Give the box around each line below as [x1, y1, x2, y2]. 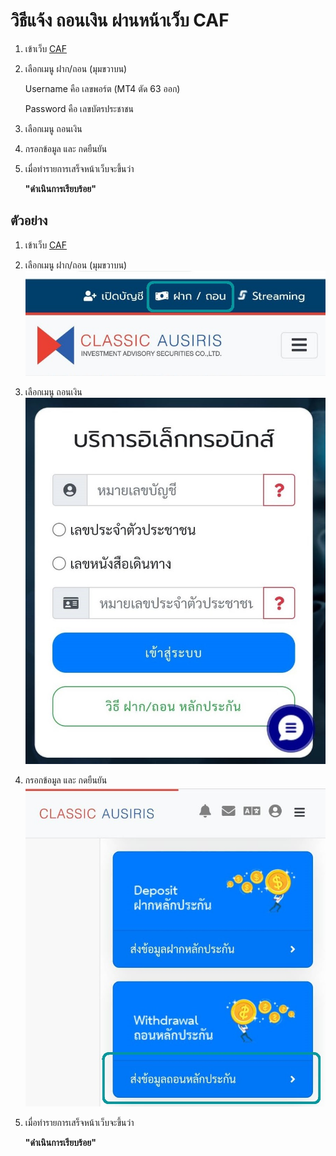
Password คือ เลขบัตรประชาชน [24, 102, 134, 114]
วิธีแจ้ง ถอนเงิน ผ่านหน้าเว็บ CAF [10, 9, 230, 32]
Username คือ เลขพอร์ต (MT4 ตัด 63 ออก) [24, 82, 181, 94]
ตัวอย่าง [10, 212, 48, 229]
